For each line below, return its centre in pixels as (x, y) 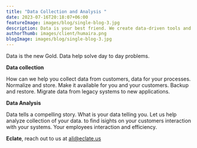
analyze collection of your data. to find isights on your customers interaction (99, 121)
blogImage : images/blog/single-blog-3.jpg (59, 39)
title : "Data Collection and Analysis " (57, 12)
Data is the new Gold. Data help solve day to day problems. (78, 56)
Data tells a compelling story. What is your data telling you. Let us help (91, 114)
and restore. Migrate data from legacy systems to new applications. (88, 91)
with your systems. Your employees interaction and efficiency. (82, 127)
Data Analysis (24, 103)
